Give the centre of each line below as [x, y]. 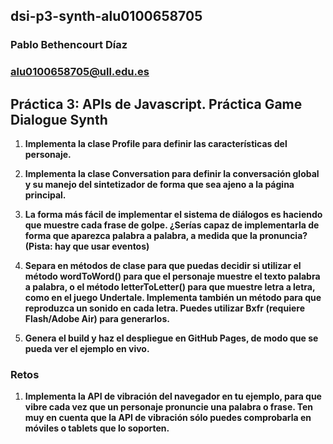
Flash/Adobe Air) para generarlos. [97, 319]
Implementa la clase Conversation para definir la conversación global [172, 174]
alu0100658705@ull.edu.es [80, 72]
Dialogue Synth [59, 119]
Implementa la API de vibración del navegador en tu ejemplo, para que [173, 396]
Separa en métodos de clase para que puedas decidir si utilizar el [163, 266]
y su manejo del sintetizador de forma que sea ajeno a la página [159, 185]
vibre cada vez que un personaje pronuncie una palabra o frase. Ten [169, 407]
